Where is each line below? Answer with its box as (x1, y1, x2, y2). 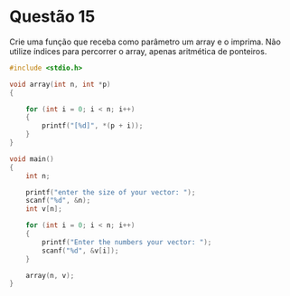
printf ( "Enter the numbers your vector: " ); (42, 237, 212, 246)
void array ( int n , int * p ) (9, 80, 111, 89)
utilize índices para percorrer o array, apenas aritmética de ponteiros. (9, 45, 267, 56)
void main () (9, 154, 54, 164)
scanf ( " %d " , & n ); (25, 196, 91, 205)
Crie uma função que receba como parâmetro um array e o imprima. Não (9, 36, 282, 47)
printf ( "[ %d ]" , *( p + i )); (42, 121, 144, 130)
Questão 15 (9, 6, 96, 27)
